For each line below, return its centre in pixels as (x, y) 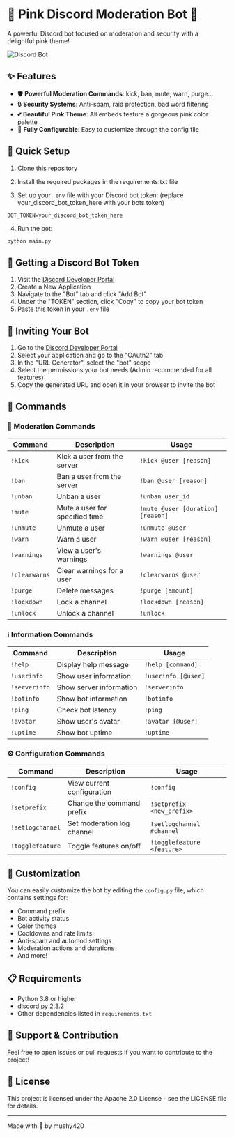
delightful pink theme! (38, 40)
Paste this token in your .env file (63, 309)
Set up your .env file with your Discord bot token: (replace (100, 195)
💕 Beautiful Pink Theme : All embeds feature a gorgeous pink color (113, 114)
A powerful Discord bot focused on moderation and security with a (103, 33)
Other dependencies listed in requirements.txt (84, 1013)
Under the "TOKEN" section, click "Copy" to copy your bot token (110, 302)
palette (28, 122)
